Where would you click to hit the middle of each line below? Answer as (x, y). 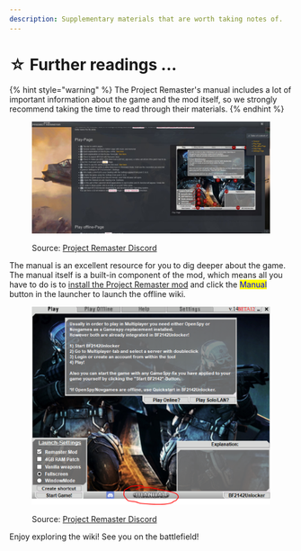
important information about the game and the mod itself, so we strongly (143, 99)
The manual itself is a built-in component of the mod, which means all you (146, 275)
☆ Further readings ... (93, 64)
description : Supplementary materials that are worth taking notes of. (146, 19)
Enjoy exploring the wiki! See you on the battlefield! (104, 537)
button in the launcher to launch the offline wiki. (97, 294)
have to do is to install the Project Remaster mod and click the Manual (138, 285)
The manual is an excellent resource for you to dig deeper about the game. (147, 266)
